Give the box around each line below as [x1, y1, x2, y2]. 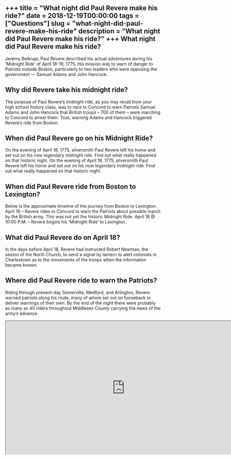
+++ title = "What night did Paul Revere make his [5, 4, 158, 12]
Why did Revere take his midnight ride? [5, 86, 128, 94]
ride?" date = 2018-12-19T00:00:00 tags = [5, 12, 140, 20]
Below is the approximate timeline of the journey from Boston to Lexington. [5, 203, 157, 209]
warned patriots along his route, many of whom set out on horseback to [5, 295, 151, 301]
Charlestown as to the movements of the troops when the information [5, 257, 147, 263]
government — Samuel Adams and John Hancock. [5, 71, 108, 77]
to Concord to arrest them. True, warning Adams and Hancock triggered [5, 115, 152, 120]
